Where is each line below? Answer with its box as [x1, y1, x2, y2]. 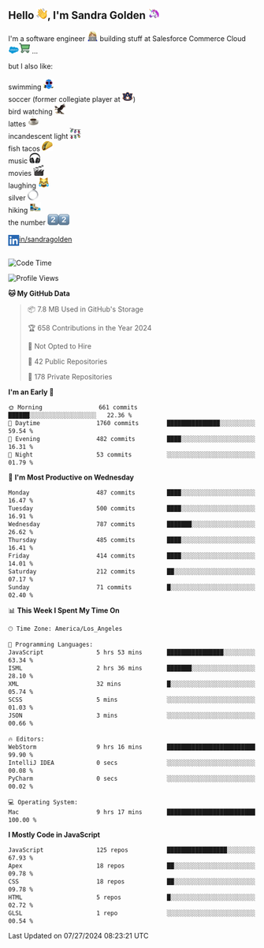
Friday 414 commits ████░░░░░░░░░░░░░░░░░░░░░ [8, 551, 256, 560]
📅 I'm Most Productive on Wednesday [8, 472, 134, 482]
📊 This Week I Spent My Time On [8, 605, 120, 615]
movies [8, 168, 32, 177]
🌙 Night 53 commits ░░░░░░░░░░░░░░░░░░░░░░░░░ [8, 450, 256, 458]
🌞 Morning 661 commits [8, 403, 138, 411]
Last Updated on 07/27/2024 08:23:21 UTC [8, 931, 149, 940]
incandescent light [8, 131, 69, 140]
